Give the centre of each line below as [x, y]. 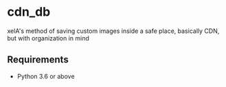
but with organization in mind [48, 38]
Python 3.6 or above [46, 76]
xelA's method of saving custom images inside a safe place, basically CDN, [113, 31]
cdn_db [29, 12]
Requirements [38, 60]
